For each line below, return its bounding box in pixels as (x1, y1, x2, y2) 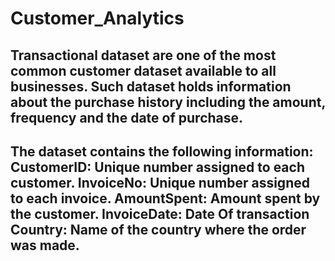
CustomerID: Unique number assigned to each (10, 158, 305, 176)
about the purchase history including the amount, (10, 93, 326, 111)
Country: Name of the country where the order (10, 221, 307, 238)
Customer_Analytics (10, 7, 185, 30)
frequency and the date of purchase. (10, 109, 244, 126)
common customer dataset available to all (10, 62, 277, 79)
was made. (10, 237, 80, 254)
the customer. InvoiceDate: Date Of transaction (10, 205, 310, 222)
